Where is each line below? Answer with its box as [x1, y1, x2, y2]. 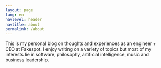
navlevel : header [5, 17, 42, 22]
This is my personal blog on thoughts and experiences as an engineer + [5, 40, 156, 47]
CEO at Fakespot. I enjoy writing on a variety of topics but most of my [5, 46, 152, 52]
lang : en [5, 12, 24, 17]
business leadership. [5, 57, 50, 63]
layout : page [5, 7, 33, 13]
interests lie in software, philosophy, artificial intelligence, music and [5, 52, 149, 58]
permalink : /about [5, 27, 44, 32]
